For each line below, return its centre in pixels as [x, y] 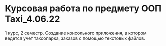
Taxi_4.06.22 [33, 19]
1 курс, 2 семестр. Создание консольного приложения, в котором [76, 33]
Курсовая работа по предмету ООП [83, 9]
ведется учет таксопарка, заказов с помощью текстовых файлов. [75, 38]
